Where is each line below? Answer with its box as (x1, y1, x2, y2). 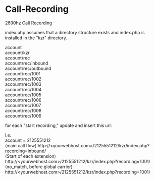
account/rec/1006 (5, 97, 42, 103)
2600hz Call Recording (5, 20, 52, 26)
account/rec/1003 (5, 81, 42, 87)
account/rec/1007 (5, 102, 41, 108)
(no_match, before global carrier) (5, 164, 73, 170)
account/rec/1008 (5, 108, 42, 114)
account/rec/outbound (5, 65, 52, 71)
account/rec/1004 (5, 86, 42, 92)
